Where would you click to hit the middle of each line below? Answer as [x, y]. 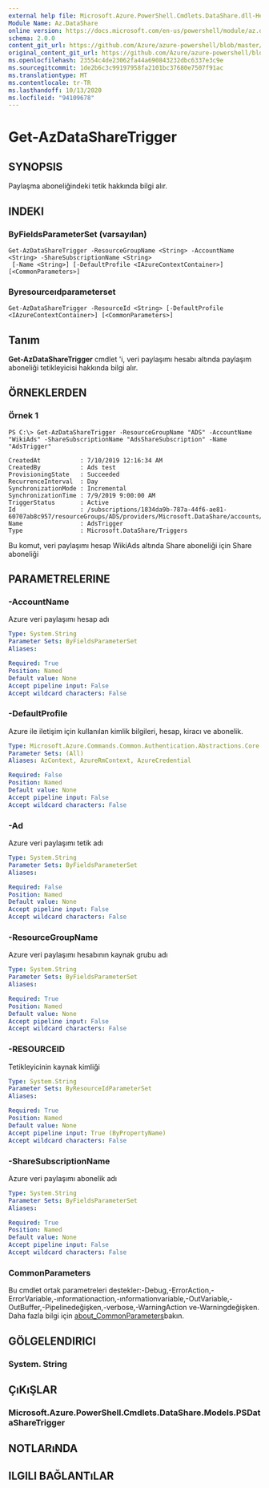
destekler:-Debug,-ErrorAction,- [161, 1290]
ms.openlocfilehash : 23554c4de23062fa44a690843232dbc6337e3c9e [116, 61]
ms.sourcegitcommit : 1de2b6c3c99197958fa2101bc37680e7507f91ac [116, 68]
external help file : [43, 16]
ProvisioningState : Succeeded [64, 474]
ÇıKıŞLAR [33, 1390]
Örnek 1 [23, 416]
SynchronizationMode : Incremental [68, 488]
